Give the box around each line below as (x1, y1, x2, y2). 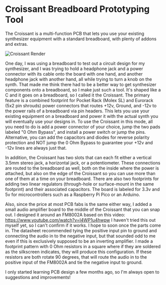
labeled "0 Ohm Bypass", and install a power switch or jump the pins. (5, 129, 146, 135)
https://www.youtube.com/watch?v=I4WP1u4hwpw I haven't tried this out (5, 217, 156, 223)
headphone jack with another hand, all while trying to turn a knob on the (5, 76, 152, 82)
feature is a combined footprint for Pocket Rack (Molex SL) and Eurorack (5, 97, 154, 103)
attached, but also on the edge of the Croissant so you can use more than (5, 170, 156, 176)
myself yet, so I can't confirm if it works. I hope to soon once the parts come (5, 222, 161, 228)
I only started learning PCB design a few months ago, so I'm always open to (5, 269, 160, 275)
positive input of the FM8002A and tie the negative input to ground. (5, 259, 143, 265)
